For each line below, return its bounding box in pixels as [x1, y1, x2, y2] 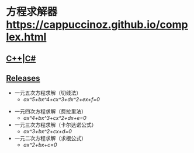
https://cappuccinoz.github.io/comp [6, 18, 188, 31]
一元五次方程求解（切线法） [14, 90, 82, 97]
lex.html [6, 30, 47, 44]
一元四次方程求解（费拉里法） [14, 108, 86, 115]
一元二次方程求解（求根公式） [14, 135, 86, 142]
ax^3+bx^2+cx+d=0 [23, 128, 72, 135]
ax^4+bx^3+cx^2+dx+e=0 [23, 115, 86, 122]
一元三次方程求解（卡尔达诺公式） [14, 122, 97, 129]
